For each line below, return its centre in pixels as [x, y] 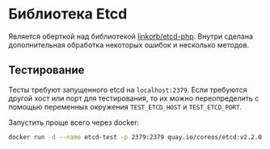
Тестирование [46, 70]
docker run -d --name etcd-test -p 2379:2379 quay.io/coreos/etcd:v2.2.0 [135, 137]
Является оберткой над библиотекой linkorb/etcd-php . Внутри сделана [131, 36]
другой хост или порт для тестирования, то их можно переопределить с [134, 98]
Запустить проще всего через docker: [74, 122]
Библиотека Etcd [68, 14]
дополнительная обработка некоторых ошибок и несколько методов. [129, 44]
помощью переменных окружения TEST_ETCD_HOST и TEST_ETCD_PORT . [125, 106]
